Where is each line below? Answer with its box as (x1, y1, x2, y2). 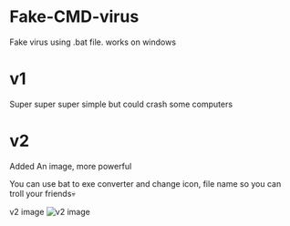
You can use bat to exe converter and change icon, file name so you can (9, 178, 282, 189)
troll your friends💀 (9, 188, 76, 199)
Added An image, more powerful (9, 160, 132, 171)
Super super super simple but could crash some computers (9, 98, 233, 109)
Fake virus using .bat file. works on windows (9, 36, 176, 47)
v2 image (9, 206, 45, 217)
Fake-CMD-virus (9, 6, 140, 27)
